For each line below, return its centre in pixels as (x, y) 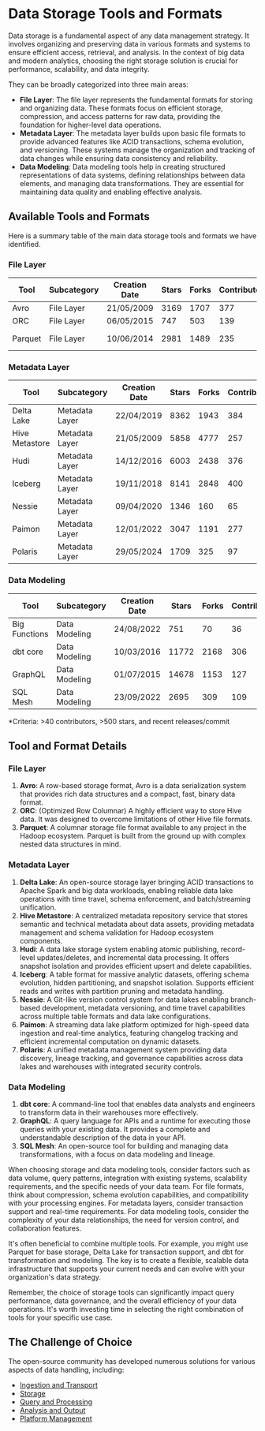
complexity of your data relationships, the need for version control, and (123, 1220)
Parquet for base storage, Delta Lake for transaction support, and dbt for (126, 1252)
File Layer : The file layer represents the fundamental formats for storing (136, 99)
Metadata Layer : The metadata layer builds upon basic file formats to (132, 133)
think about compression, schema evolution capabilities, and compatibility (129, 1194)
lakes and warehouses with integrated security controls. (111, 1067)
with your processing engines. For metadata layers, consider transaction (126, 1203)
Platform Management (56, 1418)
